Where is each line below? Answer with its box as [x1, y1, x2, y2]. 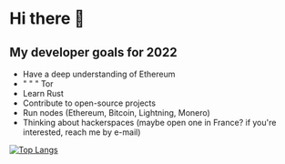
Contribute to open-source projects [22, 97, 157, 108]
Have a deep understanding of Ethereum [22, 68, 176, 79]
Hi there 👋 [9, 8, 85, 29]
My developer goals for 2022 [9, 45, 178, 60]
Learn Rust [22, 88, 64, 98]
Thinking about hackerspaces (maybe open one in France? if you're [22, 118, 277, 128]
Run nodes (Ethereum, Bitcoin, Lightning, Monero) [22, 108, 211, 118]
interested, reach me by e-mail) [22, 127, 141, 138]
